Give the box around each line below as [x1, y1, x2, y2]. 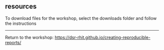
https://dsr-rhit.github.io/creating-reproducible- [54, 34, 151, 40]
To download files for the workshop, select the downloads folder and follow [5, 15, 157, 21]
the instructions [5, 20, 37, 26]
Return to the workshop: [5, 34, 54, 40]
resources [5, 2, 37, 11]
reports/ [5, 39, 21, 45]
